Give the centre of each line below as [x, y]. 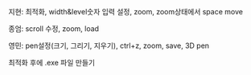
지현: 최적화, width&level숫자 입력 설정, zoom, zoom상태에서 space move [126, 12]
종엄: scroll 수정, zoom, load [53, 29]
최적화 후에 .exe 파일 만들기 [51, 63]
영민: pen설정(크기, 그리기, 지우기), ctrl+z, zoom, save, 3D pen [109, 45]
